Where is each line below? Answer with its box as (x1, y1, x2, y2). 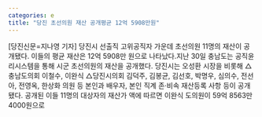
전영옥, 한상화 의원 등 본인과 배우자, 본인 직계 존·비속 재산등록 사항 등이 (18, 80, 236, 90)
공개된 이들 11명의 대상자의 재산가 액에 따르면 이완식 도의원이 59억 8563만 (24, 90, 253, 100)
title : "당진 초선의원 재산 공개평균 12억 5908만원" (8, 19, 160, 27)
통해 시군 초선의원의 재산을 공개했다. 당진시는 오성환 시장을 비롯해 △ (42, 60, 253, 71)
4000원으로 (8, 100, 46, 110)
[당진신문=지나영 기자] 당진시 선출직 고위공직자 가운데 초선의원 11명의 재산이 (8, 41, 242, 51)
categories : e (8, 11, 55, 20)
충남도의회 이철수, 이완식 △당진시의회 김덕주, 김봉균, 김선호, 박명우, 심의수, (8, 71, 240, 80)
